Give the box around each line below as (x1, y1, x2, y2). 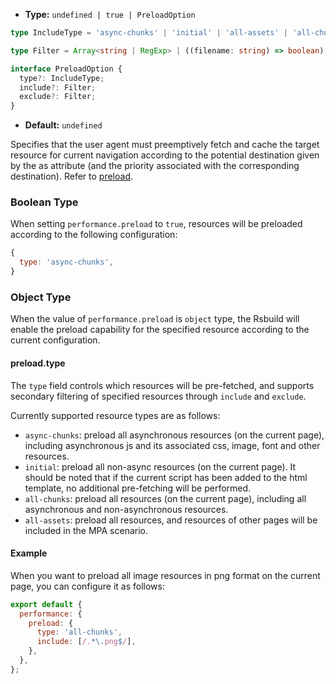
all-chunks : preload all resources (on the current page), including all (24, 492, 307, 504)
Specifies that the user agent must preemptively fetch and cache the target (10, 139, 320, 151)
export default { (10, 599, 83, 609)
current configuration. (10, 334, 101, 346)
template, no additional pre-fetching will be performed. (24, 482, 252, 494)
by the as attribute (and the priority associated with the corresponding (10, 160, 300, 172)
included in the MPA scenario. (24, 524, 148, 536)
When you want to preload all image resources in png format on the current (10, 569, 321, 581)
